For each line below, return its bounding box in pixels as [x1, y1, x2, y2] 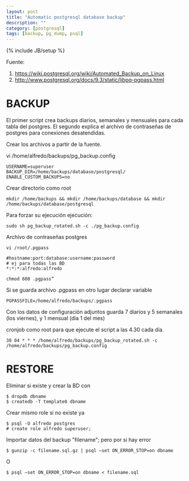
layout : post [6, 8, 39, 15]
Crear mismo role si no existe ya [6, 409, 85, 416]
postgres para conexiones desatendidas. [6, 129, 105, 136]
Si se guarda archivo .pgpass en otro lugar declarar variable [6, 286, 152, 294]
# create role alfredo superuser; [6, 426, 92, 432]
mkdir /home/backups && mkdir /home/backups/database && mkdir [6, 196, 166, 202]
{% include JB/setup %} [6, 47, 65, 54]
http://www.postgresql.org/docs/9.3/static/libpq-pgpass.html [14, 77, 165, 84]
